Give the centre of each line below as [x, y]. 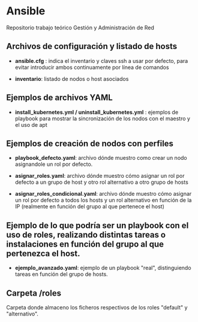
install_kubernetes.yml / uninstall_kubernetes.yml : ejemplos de [97, 112]
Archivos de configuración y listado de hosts [92, 46]
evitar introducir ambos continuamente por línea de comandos [92, 67]
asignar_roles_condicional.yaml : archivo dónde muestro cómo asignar [103, 194]
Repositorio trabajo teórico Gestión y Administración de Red [80, 28]
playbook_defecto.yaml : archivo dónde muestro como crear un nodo [101, 158]
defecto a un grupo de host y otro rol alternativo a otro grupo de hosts [102, 182]
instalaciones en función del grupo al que [85, 244]
